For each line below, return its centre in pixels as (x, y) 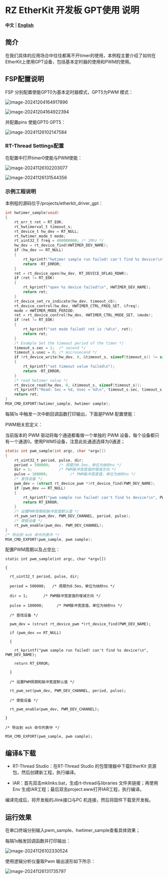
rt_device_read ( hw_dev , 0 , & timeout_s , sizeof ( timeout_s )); (78, 385)
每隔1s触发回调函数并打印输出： (38, 841)
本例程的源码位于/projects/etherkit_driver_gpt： (54, 203)
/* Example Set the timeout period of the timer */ (69, 343)
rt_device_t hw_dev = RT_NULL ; (47, 231)
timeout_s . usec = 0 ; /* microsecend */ (56, 353)
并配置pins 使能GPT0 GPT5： (35, 122)
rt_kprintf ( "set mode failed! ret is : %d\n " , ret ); (78, 329)
